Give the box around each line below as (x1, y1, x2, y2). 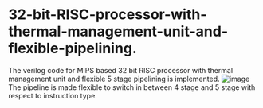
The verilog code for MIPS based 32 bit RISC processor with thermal (8, 65, 234, 75)
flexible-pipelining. (8, 40, 137, 57)
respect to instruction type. (8, 91, 97, 100)
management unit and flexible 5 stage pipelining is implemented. (8, 74, 221, 83)
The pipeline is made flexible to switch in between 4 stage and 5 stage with (8, 82, 256, 92)
